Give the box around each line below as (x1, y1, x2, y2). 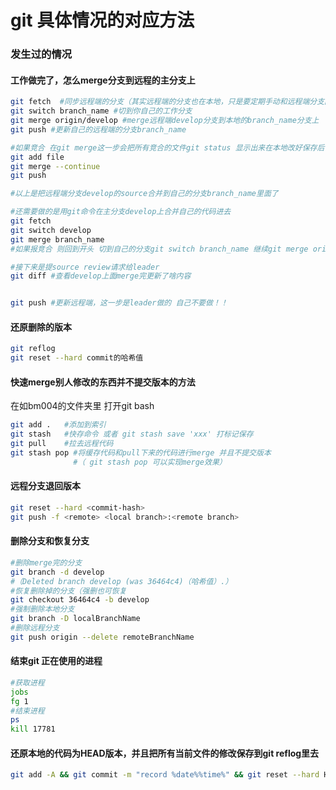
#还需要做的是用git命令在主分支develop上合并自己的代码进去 (10, 207, 232, 217)
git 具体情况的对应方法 (10, 9, 195, 32)
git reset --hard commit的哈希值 (10, 353, 144, 363)
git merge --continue (10, 161, 101, 171)
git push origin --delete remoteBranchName (10, 632, 195, 642)
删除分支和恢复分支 (10, 535, 90, 547)
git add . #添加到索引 (10, 420, 107, 430)
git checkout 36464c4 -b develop (10, 595, 150, 605)
